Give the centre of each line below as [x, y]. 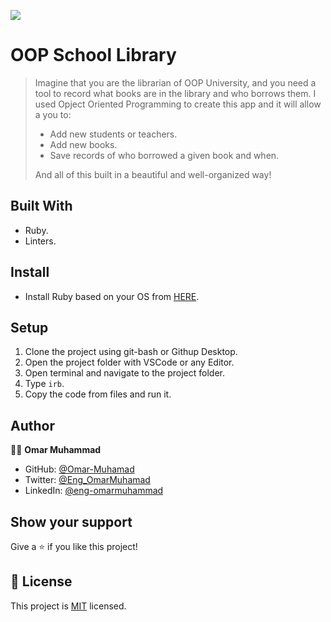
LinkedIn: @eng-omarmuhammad [94, 491]
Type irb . [44, 384]
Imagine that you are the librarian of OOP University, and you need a [175, 82]
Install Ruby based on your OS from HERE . [112, 296]
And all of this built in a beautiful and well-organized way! [153, 174]
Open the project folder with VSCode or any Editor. [129, 362]
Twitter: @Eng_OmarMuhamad [87, 480]
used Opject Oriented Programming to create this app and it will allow [178, 104]
